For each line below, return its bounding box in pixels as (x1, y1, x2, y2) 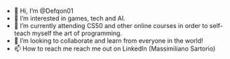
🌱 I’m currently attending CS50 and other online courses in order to (13, 22, 208, 29)
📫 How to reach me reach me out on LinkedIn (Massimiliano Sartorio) (13, 44, 216, 53)
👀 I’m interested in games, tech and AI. (13, 14, 126, 22)
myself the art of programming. (32, 29, 123, 37)
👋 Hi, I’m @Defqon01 (13, 7, 74, 15)
